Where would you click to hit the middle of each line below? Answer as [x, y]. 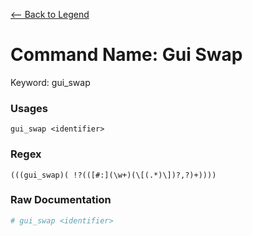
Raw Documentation [61, 200]
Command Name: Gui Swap [126, 55]
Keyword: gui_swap [50, 82]
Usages [29, 108]
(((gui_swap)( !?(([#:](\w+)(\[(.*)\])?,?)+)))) [113, 175]
